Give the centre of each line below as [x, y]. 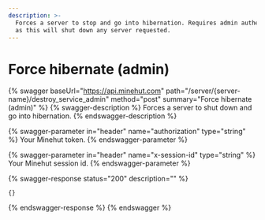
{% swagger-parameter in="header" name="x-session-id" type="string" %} [132, 155]
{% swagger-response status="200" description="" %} [98, 179]
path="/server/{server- [203, 91]
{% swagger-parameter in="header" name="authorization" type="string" [127, 132]
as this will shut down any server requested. [93, 30]
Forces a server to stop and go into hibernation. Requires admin [127, 23]
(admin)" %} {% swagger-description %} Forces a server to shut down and [130, 108]
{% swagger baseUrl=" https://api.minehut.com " [86, 91]
